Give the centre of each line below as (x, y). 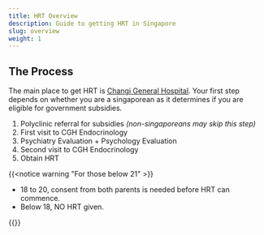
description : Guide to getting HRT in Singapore (92, 23)
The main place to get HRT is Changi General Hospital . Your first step (124, 91)
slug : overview (34, 31)
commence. (40, 199)
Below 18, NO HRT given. (62, 207)
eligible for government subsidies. (65, 108)
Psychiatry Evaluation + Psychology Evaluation (98, 141)
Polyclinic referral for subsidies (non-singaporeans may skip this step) (138, 124)
